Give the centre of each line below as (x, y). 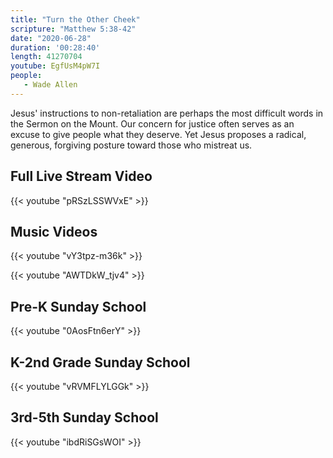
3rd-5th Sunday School (84, 417)
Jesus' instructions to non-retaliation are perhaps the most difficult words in (167, 113)
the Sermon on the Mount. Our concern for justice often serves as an (152, 123)
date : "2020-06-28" (51, 38)
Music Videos (54, 231)
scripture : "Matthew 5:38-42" (73, 29)
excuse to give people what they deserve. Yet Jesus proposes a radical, (158, 134)
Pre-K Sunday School (78, 306)
